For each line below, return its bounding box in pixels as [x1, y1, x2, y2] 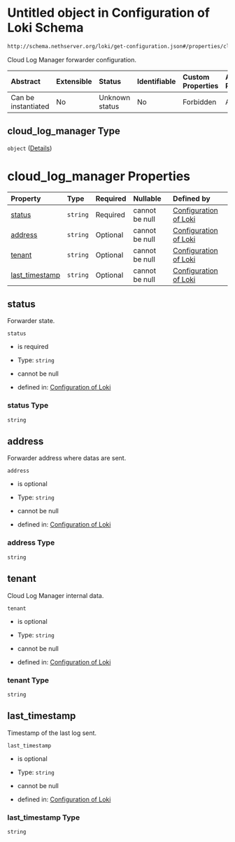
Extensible [55, 76, 92, 86]
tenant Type [7, 675, 50, 685]
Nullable [132, 194, 162, 204]
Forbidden [183, 97, 217, 106]
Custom [183, 72, 210, 82]
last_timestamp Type [7, 813, 80, 822]
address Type [7, 538, 55, 548]
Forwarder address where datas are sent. [7, 454, 127, 462]
